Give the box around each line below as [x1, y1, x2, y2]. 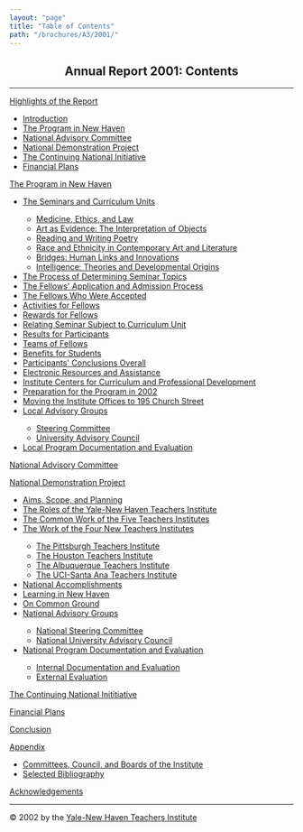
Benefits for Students [22, 348, 102, 359]
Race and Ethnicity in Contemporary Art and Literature [35, 243, 238, 254]
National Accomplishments [22, 579, 123, 590]
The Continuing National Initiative [22, 152, 147, 162]
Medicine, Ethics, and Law [35, 214, 134, 225]
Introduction [22, 114, 69, 125]
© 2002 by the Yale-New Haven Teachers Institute [9, 812, 197, 823]
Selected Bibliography [22, 769, 106, 780]
